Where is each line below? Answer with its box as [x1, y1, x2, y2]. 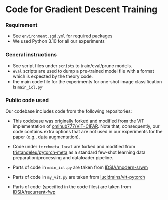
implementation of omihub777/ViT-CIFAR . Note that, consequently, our [12, 123, 160, 129]
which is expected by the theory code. [12, 73, 93, 79]
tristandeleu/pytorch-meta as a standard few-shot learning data [12, 149, 146, 155]
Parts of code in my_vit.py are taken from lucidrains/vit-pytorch [12, 174, 145, 180]
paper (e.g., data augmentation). [12, 134, 80, 140]
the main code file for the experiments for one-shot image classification [12, 78, 162, 84]
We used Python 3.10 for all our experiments [12, 38, 105, 44]
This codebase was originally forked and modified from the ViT [12, 118, 144, 124]
